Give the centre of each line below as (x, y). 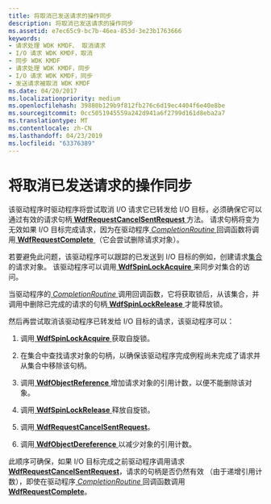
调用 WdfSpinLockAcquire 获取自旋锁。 (87, 339)
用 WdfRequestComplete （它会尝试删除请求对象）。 (96, 240)
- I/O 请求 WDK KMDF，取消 (50, 53)
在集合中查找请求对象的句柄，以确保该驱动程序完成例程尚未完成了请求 (137, 356)
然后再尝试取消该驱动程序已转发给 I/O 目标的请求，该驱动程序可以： (121, 321)
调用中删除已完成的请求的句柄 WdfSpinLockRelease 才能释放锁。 (118, 304)
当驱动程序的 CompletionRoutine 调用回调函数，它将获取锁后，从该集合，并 (134, 294)
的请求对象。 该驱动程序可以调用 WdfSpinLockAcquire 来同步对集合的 (126, 267)
